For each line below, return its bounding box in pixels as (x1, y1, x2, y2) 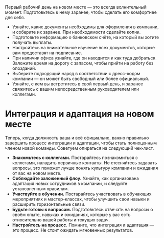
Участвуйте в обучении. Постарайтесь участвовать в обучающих (12, 191, 152, 197)
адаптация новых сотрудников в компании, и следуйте (12, 180, 128, 186)
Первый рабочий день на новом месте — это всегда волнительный (5, 4, 147, 10)
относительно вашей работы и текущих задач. (12, 217, 110, 222)
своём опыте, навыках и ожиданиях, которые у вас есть (12, 212, 131, 218)
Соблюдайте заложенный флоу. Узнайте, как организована (12, 175, 139, 181)
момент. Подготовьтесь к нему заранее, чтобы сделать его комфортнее (5, 9, 157, 15)
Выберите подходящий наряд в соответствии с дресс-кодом (12, 71, 141, 76)
